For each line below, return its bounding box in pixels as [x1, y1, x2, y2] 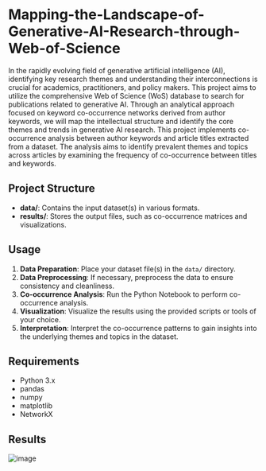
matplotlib [19, 401, 53, 411]
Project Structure [8, 181, 95, 196]
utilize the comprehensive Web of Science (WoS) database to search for [8, 91, 245, 100]
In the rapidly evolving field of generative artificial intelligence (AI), [8, 65, 226, 75]
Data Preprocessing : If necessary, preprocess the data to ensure [19, 272, 234, 282]
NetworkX [19, 410, 53, 419]
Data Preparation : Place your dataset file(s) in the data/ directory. [19, 264, 236, 274]
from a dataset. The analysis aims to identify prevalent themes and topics [8, 142, 249, 151]
